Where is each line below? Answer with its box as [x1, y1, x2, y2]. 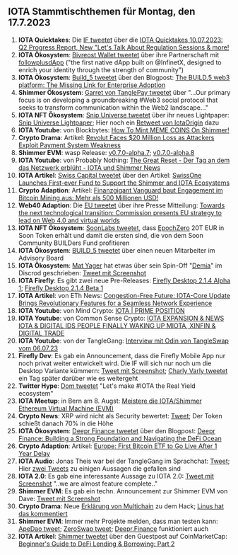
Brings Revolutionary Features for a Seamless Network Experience [18, 299, 213, 307]
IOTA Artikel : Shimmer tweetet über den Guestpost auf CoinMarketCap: [18, 532, 228, 540]
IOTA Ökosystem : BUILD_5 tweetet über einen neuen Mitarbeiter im [18, 246, 215, 254]
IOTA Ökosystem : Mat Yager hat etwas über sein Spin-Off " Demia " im [18, 261, 222, 270]
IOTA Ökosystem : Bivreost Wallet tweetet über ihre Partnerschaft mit [18, 50, 220, 59]
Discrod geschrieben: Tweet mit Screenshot [18, 268, 147, 277]
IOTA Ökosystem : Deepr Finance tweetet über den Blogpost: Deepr [18, 426, 216, 435]
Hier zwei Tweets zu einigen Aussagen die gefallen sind [18, 464, 181, 473]
